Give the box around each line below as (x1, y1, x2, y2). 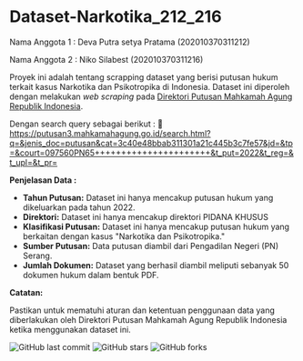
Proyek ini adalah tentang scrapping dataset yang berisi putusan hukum (9, 71, 278, 83)
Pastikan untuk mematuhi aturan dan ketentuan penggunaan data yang (9, 305, 276, 316)
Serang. (22, 250, 53, 261)
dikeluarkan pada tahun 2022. (22, 202, 136, 213)
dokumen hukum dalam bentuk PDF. (22, 269, 159, 280)
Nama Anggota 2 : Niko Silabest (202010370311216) (9, 54, 204, 65)
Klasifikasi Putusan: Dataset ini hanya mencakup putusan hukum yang (22, 221, 289, 232)
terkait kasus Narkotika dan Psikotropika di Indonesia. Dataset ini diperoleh (9, 81, 290, 92)
